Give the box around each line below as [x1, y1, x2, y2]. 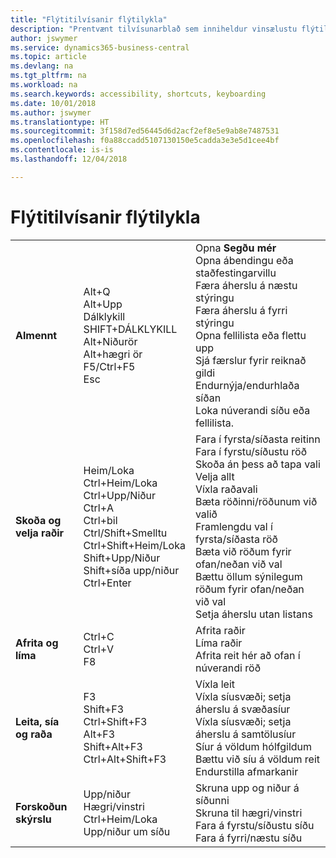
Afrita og [15, 636, 59, 650]
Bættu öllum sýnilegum [194, 569, 303, 583]
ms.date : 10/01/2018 [10, 98, 97, 108]
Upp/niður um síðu [83, 824, 171, 838]
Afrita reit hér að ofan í [194, 648, 301, 662]
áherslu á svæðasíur [194, 702, 291, 716]
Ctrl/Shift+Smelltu [83, 526, 168, 540]
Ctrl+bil [83, 513, 118, 527]
